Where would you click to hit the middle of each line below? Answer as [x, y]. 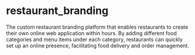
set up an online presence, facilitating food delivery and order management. [97, 46]
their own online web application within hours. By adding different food [92, 33]
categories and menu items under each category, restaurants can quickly [95, 39]
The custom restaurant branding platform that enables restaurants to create [97, 27]
